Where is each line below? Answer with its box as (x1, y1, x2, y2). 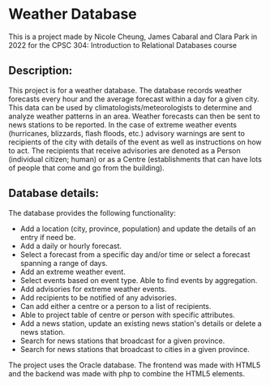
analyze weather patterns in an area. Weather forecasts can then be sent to (8, 111, 261, 121)
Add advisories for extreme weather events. (19, 284, 168, 294)
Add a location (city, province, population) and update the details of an (19, 224, 256, 234)
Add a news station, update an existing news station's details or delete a (19, 318, 262, 328)
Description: (8, 64, 73, 78)
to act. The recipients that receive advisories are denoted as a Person (8, 145, 241, 155)
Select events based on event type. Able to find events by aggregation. (19, 275, 258, 285)
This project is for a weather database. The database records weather (8, 85, 242, 95)
